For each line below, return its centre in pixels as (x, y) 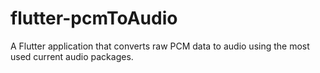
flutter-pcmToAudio (94, 18)
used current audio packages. (72, 56)
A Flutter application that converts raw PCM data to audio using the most (160, 46)
